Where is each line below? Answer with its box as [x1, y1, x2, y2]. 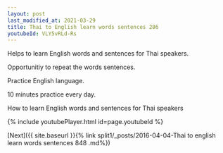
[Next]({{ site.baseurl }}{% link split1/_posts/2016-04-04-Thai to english [7, 131, 216, 140]
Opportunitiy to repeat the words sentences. [7, 63, 136, 71]
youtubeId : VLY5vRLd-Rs [7, 30, 77, 37]
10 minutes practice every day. [7, 90, 96, 99]
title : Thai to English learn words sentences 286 [7, 23, 159, 30]
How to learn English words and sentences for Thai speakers [7, 104, 184, 113]
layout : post [7, 10, 46, 18]
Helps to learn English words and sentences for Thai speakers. [7, 49, 189, 58]
